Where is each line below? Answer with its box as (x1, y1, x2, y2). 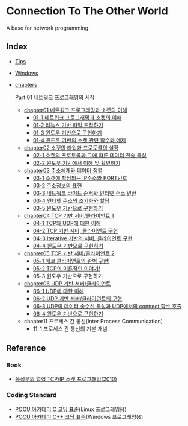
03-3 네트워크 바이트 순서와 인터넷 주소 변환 (32, 189, 137, 197)
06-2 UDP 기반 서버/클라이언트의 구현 (32, 294, 123, 302)
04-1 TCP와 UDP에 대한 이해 (32, 219, 101, 227)
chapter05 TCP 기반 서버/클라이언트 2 (23, 249, 115, 257)
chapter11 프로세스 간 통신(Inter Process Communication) (23, 317, 163, 325)
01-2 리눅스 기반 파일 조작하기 (32, 121, 103, 129)
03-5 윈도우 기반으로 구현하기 (32, 204, 103, 212)
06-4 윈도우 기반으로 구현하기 (32, 310, 103, 317)
